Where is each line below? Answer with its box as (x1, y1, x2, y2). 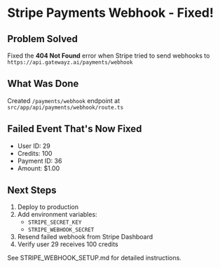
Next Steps (7, 185, 57, 196)
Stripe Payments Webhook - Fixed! (7, 5, 214, 21)
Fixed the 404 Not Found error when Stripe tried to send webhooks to (7, 51, 210, 60)
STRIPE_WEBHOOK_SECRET (27, 227, 95, 234)
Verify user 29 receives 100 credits (17, 240, 119, 248)
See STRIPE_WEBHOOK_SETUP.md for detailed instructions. (7, 254, 182, 262)
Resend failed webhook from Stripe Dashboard (17, 233, 153, 241)
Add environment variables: (17, 210, 97, 219)
